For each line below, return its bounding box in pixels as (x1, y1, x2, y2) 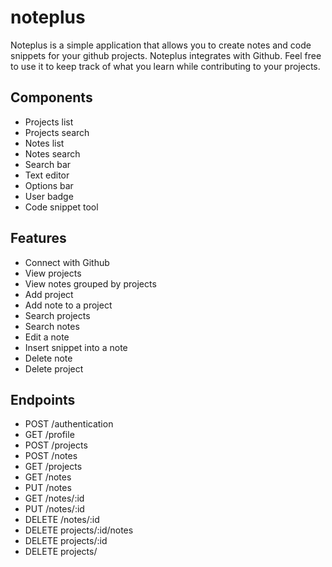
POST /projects (24, 439, 88, 451)
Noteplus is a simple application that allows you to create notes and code (10, 39, 312, 51)
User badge (24, 190, 74, 202)
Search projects (24, 309, 91, 321)
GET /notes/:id (24, 492, 85, 505)
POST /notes (24, 450, 78, 462)
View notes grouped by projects (24, 277, 157, 290)
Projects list (24, 116, 74, 128)
